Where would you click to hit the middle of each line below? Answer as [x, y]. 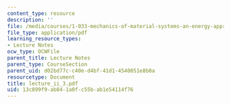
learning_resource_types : [44, 39]
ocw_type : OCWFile [33, 52]
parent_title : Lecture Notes [49, 58]
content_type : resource [41, 13]
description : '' [30, 20]
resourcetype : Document [41, 77]
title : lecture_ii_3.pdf [43, 83]
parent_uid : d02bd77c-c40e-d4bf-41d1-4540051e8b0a [81, 70]
